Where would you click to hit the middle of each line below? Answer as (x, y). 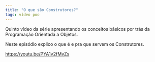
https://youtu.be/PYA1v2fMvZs (37, 54)
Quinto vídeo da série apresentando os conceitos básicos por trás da (77, 29)
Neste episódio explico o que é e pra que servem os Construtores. (75, 44)
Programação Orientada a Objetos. (42, 34)
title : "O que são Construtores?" (42, 10)
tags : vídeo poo (22, 15)
